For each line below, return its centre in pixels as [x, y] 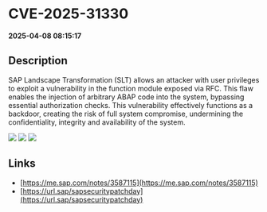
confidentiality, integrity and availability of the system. [97, 122]
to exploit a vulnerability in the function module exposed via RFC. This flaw [131, 88]
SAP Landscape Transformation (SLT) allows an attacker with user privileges [134, 79]
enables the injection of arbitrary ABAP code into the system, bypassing [126, 97]
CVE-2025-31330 [69, 14]
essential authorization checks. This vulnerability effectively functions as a [131, 105]
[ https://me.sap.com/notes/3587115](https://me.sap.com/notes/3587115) [139, 183]
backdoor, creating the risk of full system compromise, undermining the [126, 114]
